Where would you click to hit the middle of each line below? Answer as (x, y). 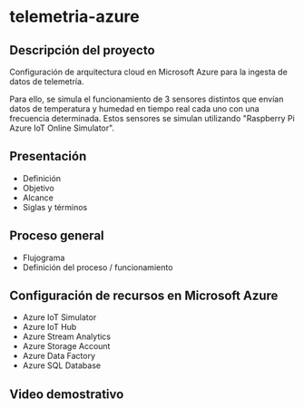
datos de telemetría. (47, 82)
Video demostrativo (67, 394)
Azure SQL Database (62, 365)
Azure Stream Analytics (67, 336)
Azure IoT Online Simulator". (62, 128)
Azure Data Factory (59, 356)
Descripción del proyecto (83, 50)
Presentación (48, 156)
